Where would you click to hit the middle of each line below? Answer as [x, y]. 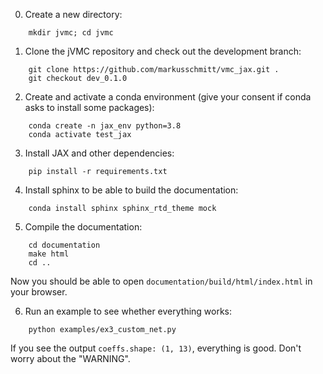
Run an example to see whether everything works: [128, 311]
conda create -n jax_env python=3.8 [105, 126]
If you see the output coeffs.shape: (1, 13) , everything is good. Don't [156, 348]
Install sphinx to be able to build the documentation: [131, 190]
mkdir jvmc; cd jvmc [71, 33]
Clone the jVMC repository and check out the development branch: [163, 51]
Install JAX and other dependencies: [99, 153]
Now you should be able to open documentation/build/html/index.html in [161, 281]
